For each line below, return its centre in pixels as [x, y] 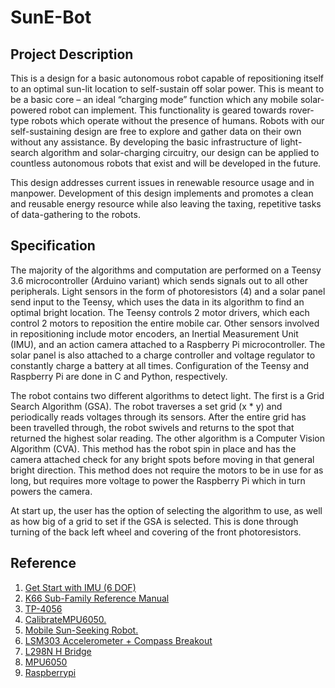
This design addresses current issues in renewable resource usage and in [162, 182]
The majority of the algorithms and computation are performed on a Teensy [166, 270]
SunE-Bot [51, 17]
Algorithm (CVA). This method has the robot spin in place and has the [153, 448]
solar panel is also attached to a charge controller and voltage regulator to [163, 355]
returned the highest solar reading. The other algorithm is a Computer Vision [167, 438]
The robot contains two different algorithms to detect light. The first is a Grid [167, 395]
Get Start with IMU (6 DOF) [80, 587]
